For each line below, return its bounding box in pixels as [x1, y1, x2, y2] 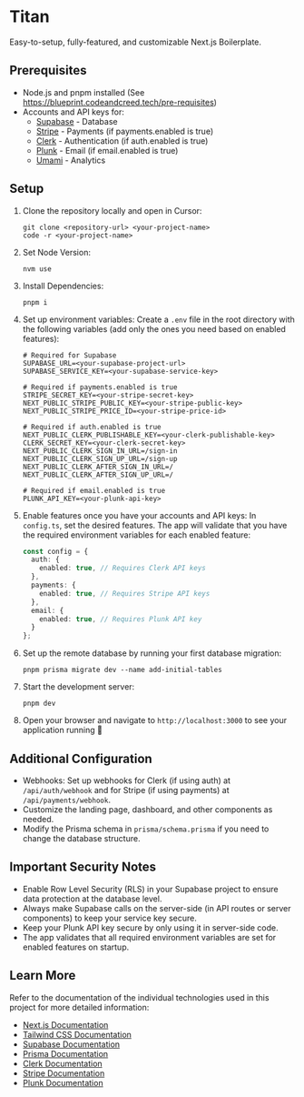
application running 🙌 [22, 725, 103, 736]
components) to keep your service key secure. [22, 912, 197, 923]
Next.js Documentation [22, 1019, 109, 1030]
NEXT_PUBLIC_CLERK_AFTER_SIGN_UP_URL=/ [22, 470, 174, 479]
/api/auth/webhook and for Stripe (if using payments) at [22, 785, 230, 795]
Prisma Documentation [22, 1048, 109, 1059]
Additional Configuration [9, 750, 152, 766]
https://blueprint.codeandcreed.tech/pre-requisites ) [22, 96, 218, 107]
